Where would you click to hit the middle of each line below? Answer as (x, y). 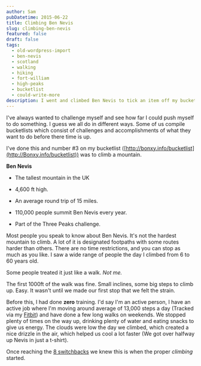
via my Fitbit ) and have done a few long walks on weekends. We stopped (96, 315)
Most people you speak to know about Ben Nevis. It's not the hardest (91, 235)
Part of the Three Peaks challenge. (57, 224)
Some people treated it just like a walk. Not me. (64, 272)
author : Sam (21, 12)
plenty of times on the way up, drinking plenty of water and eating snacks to (100, 321)
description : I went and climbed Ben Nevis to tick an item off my (92, 100)
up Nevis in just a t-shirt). (37, 340)
